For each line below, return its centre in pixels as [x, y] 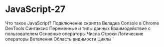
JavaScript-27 [35, 9]
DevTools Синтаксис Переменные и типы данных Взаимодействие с [78, 28]
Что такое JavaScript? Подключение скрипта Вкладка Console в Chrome [82, 23]
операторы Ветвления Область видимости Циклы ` [60, 39]
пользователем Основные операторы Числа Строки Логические [74, 33]
